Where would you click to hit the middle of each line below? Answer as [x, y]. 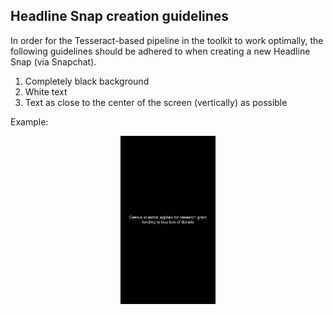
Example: [29, 121]
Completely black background [87, 81]
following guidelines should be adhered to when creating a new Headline [160, 51]
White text [46, 91]
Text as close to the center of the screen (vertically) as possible [156, 102]
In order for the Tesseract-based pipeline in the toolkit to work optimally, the [167, 40]
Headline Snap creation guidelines [120, 16]
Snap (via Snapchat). [53, 61]
